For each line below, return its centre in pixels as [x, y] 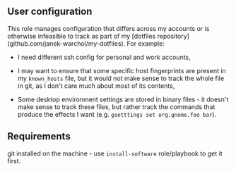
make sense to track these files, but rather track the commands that [116, 107]
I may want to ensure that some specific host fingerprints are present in [122, 70]
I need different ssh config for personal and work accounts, [104, 57]
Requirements [39, 137]
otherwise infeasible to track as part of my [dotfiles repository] [98, 36]
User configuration [50, 12]
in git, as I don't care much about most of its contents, [96, 85]
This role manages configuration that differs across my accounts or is [108, 28]
